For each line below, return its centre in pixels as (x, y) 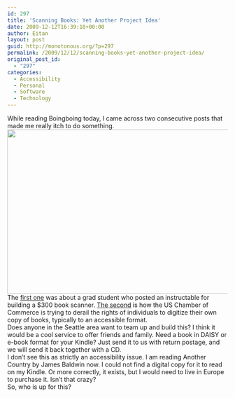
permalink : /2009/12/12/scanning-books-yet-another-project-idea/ (106, 53)
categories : (24, 72)
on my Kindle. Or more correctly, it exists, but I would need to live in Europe (116, 372)
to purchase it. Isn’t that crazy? (52, 379)
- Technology (33, 99)
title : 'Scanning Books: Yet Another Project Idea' (84, 20)
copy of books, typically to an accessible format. (78, 320)
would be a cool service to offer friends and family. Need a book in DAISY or (117, 335)
